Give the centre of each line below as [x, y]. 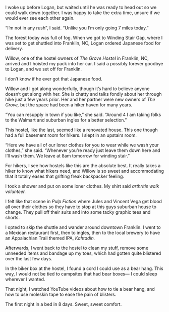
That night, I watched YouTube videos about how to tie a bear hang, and [80, 289]
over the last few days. [29, 259]
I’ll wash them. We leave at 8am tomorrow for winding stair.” [68, 156]
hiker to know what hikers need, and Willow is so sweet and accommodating [84, 171]
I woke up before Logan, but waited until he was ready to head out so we [81, 7]
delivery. [14, 48]
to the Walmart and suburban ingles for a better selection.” [66, 120]
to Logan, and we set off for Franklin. [44, 69]
